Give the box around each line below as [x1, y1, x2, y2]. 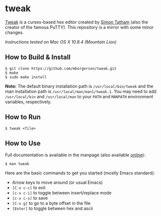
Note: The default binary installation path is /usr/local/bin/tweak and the [5, 83, 154, 89]
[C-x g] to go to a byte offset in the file [12, 200, 91, 206]
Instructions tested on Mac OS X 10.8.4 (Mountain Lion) [5, 39, 117, 44]
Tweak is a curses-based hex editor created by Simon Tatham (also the [5, 19, 148, 25]
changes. [5, 29, 24, 35]
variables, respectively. [5, 99, 52, 105]
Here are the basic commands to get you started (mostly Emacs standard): [5, 170, 155, 176]
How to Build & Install [5, 53, 71, 62]
